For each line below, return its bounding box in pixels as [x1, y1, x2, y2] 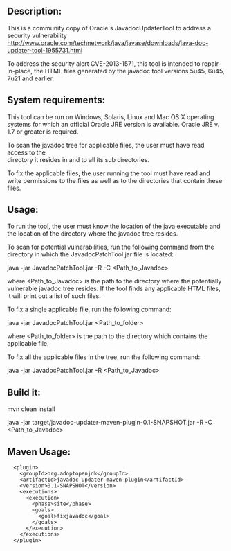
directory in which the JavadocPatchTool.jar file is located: [7, 250, 174, 259]
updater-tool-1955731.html [7, 46, 83, 54]
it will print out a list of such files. [7, 292, 102, 300]
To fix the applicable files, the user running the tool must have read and [7, 169, 210, 177]
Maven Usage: [7, 446, 71, 457]
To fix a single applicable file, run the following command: [7, 305, 172, 314]
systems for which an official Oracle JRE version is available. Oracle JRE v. [7, 120, 220, 128]
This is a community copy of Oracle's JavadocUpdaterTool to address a [7, 24, 212, 32]
